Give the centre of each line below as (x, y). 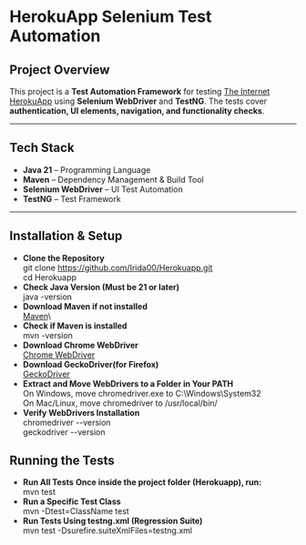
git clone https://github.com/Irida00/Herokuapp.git (117, 267)
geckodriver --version (64, 432)
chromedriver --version (66, 422)
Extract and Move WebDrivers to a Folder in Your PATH (128, 383)
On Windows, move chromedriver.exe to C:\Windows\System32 (142, 393)
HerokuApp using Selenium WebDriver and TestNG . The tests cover (138, 101)
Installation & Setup (66, 236)
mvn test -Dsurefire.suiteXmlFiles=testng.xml (107, 530)
